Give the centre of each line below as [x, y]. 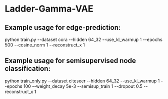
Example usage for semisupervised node [70, 61]
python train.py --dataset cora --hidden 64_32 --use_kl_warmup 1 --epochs [83, 39]
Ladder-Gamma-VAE [49, 9]
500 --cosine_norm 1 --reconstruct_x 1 [45, 45]
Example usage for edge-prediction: [63, 28]
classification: [28, 69]
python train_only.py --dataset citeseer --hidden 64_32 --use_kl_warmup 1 [82, 81]
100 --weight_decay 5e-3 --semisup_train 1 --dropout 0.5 [83, 86]
